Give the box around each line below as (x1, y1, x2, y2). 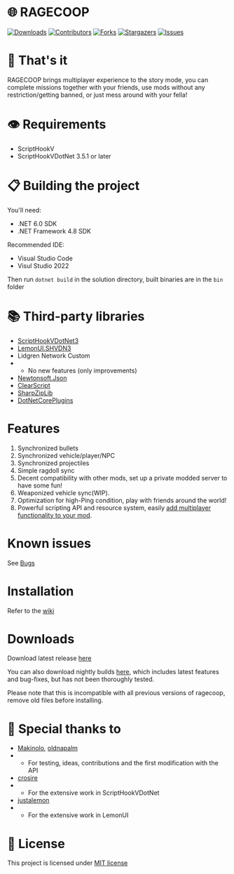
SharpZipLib (17, 389, 53, 397)
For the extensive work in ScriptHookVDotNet (27, 788, 160, 797)
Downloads (7, 631, 75, 647)
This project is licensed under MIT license (7, 859, 128, 867)
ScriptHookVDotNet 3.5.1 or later (17, 152, 111, 160)
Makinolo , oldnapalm (17, 744, 78, 753)
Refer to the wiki (7, 606, 55, 614)
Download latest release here (7, 654, 92, 663)
